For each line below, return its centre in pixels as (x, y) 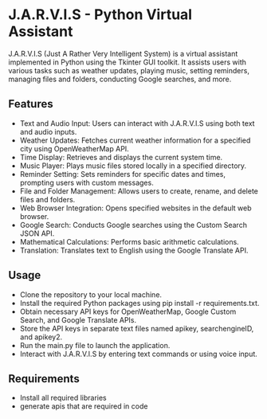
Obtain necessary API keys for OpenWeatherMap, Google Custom (128, 311)
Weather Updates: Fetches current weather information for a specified (135, 140)
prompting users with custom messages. (86, 182)
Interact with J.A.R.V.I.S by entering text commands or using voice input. (138, 354)
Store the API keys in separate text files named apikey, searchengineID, (137, 328)
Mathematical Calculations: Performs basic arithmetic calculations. (129, 241)
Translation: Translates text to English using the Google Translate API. (134, 250)
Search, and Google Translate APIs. (78, 319)
